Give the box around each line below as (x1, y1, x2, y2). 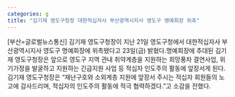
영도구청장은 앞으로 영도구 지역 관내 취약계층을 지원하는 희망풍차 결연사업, (14, 55, 219, 64)
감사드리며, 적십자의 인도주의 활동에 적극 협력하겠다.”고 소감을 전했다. (20, 81, 212, 90)
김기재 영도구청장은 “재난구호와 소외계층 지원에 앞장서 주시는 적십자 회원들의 (7, 72, 217, 81)
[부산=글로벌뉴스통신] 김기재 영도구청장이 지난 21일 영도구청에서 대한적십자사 (7, 37, 221, 46)
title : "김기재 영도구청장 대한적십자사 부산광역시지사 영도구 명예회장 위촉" (7, 17, 200, 24)
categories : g (7, 10, 49, 18)
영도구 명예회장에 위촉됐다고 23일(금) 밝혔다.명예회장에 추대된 (43, 46, 214, 55)
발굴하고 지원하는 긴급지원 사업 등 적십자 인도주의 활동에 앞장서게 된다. (31, 64, 226, 72)
